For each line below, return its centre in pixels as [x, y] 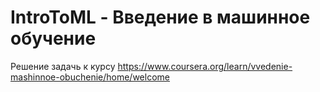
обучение [53, 38]
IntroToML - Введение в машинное [160, 17]
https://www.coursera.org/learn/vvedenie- [205, 66]
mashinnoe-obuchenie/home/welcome [90, 77]
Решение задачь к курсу [63, 66]
